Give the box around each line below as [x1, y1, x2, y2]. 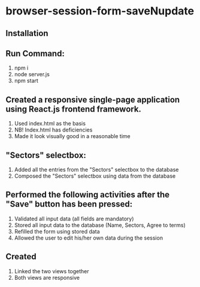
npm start [14, 77, 38, 85]
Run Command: [5, 48, 65, 58]
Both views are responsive [14, 274, 80, 281]
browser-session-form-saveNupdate [5, 4, 195, 18]
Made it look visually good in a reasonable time [14, 133, 131, 140]
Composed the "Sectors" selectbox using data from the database [14, 172, 176, 180]
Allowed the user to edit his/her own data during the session [14, 234, 163, 241]
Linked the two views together [14, 267, 89, 274]
